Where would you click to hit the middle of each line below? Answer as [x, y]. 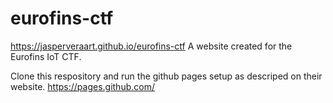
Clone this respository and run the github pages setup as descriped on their [166, 76]
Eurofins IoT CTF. [46, 56]
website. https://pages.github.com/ [82, 86]
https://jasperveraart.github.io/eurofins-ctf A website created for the [151, 46]
